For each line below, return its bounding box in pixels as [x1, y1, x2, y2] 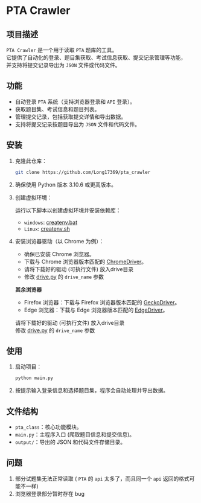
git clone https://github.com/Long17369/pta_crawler [14, 169, 151, 175]
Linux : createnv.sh [24, 225, 71, 232]
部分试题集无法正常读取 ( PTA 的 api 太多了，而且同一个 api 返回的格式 [14, 475, 190, 482]
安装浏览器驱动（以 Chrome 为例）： [14, 237, 104, 245]
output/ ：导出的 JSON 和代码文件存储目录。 [14, 438, 126, 446]
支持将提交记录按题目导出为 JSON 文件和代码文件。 [14, 120, 141, 127]
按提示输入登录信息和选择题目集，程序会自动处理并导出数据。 [14, 387, 169, 394]
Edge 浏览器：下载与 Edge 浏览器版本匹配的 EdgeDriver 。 [24, 306, 168, 313]
